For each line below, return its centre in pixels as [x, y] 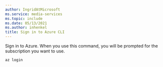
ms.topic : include [24, 18]
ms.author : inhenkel [26, 28]
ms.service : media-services [34, 14]
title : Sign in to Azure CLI [35, 32]
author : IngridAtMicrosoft [33, 9]
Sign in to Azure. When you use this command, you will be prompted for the [81, 46]
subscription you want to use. [35, 51]
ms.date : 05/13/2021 [26, 23]
